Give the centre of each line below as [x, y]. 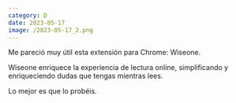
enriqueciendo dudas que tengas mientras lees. [86, 76]
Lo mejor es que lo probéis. [52, 91]
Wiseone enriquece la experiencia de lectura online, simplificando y [118, 68]
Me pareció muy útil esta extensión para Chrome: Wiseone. [105, 53]
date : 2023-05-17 [37, 23]
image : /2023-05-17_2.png [51, 30]
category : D [28, 15]
